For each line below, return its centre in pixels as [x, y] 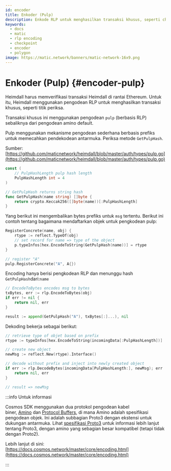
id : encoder [18, 10]
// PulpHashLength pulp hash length [53, 173]
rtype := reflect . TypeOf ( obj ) [47, 235]
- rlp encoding [26, 39]
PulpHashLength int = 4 [40, 178]
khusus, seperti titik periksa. [35, 108]
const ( [13, 169]
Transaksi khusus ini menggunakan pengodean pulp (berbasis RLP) [76, 117]
